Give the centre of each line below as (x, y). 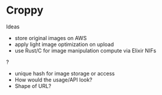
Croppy (25, 10)
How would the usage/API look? (54, 80)
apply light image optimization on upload (64, 44)
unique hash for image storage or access (65, 73)
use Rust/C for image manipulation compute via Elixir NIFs (85, 50)
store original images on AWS (51, 38)
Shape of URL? (33, 86)
